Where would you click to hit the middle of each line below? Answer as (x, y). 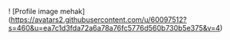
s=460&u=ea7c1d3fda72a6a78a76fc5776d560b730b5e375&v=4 (115, 28)
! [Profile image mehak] (47, 11)
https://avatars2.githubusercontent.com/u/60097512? (99, 20)
